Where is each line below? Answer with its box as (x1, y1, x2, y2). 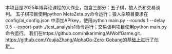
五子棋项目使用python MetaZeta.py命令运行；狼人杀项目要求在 (15, 11, 148, 17)
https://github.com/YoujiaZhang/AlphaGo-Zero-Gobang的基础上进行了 (5, 37, 155, 43)
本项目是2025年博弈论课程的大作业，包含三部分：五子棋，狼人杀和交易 (5, 5, 156, 10)
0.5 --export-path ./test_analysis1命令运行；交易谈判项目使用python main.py (5, 24, 167, 30)
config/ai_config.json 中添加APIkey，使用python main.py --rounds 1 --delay (5, 17, 165, 23)
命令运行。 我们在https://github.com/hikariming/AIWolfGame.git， (5, 30, 145, 36)
